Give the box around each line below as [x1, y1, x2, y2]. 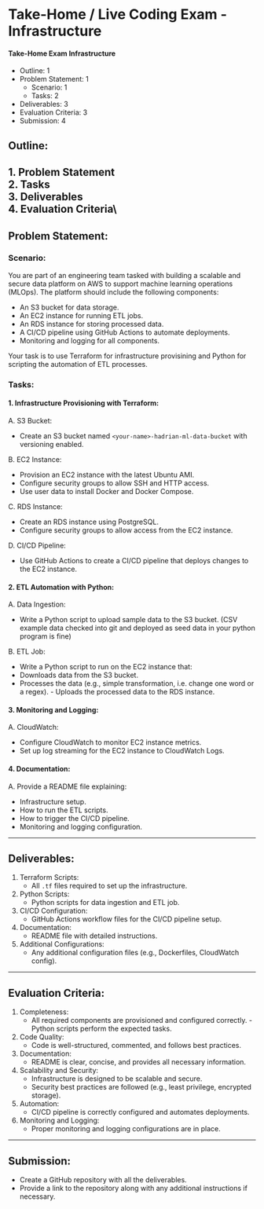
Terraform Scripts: [19, 873, 79, 882]
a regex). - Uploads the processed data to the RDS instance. [19, 687, 215, 697]
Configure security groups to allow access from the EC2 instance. [19, 525, 233, 535]
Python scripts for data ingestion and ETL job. [31, 898, 180, 907]
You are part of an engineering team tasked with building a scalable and [8, 270, 241, 280]
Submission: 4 [19, 116, 67, 126]
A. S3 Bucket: [8, 416, 53, 425]
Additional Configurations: [19, 940, 104, 949]
